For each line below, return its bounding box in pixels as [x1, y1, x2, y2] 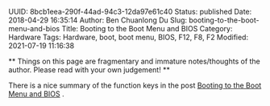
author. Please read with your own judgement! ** [8, 65, 171, 75]
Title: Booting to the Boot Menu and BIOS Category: [61, 24, 233, 33]
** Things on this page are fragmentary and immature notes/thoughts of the [8, 56, 260, 66]
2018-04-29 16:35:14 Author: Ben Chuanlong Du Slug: [8, 15, 188, 25]
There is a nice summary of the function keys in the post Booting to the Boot [8, 80, 262, 90]
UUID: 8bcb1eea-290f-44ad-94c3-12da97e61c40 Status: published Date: [8, 7, 252, 16]
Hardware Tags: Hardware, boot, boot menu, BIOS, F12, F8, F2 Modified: [8, 32, 248, 42]
